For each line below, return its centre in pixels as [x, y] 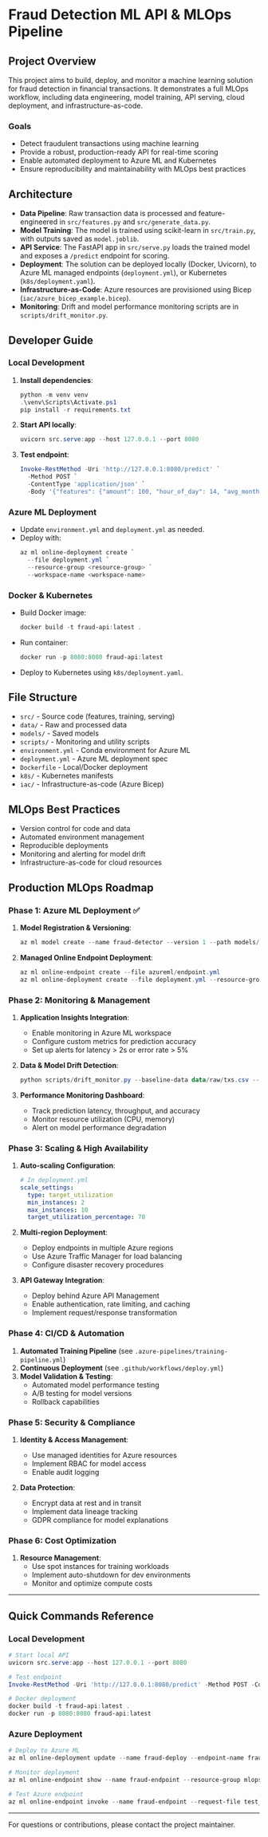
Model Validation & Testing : [66, 1376]
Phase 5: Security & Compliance [72, 1422]
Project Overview [52, 61]
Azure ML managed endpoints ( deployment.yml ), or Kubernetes [123, 273]
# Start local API [39, 1655]
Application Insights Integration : [75, 1017]
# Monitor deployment [44, 1772]
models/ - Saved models [59, 733]
